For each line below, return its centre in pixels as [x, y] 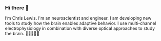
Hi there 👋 [17, 8]
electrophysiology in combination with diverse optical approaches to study [80, 28]
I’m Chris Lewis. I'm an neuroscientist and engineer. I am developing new [78, 18]
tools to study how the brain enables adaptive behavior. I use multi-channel [80, 23]
